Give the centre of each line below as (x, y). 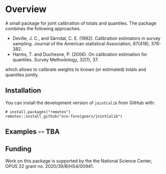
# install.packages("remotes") (38, 112)
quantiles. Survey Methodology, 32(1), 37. (56, 59)
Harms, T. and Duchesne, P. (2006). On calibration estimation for (80, 54)
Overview (26, 9)
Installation (23, 91)
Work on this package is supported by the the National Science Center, (79, 161)
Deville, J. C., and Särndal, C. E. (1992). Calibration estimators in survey (87, 38)
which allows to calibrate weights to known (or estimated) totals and (76, 69)
